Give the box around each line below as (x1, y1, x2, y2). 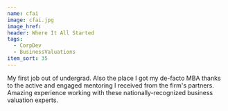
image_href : (7, 23, 42, 30)
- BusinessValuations (13, 49, 76, 56)
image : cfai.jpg (7, 17, 54, 23)
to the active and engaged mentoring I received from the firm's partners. (7, 81, 215, 90)
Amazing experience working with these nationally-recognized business (7, 88, 213, 97)
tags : (7, 36, 23, 43)
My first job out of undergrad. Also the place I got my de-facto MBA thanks (7, 74, 221, 82)
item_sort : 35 (7, 55, 49, 62)
